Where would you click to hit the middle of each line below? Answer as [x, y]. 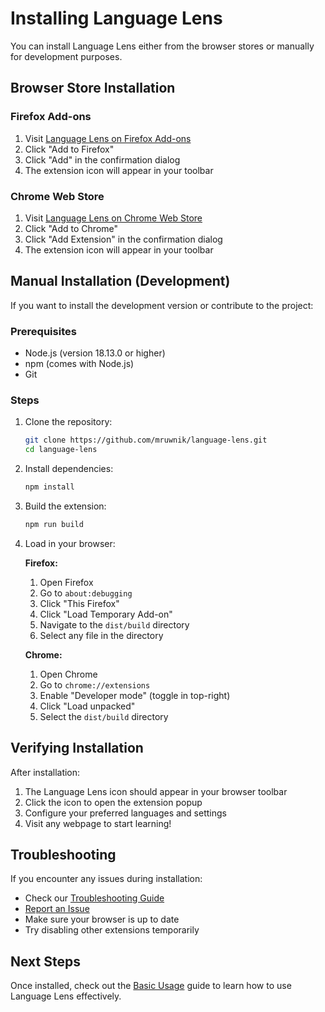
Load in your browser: [70, 543]
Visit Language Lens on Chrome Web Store [113, 218]
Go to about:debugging [86, 593]
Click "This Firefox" [79, 603]
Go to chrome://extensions [95, 684]
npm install [49, 487]
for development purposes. [66, 56]
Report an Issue [57, 909]
